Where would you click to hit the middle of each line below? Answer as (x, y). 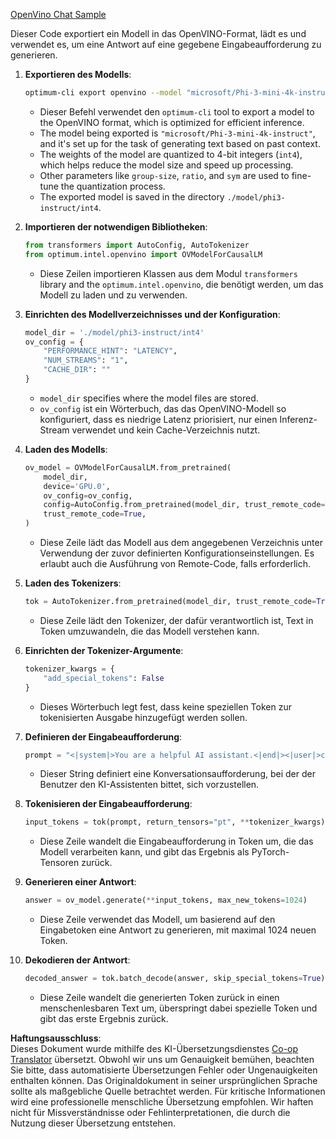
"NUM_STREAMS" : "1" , (86, 360)
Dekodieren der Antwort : (77, 960)
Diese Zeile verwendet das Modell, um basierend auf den (157, 920)
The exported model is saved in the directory (132, 196)
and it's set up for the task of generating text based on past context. (180, 143)
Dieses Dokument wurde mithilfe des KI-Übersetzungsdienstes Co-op (154, 1048)
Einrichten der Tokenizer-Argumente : (104, 650)
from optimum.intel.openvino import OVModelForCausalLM (143, 254)
